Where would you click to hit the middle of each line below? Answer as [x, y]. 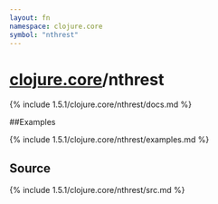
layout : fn [30, 18]
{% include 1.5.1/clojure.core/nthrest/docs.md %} [101, 104]
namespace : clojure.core [56, 26]
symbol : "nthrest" [44, 34]
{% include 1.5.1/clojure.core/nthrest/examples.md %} [109, 140]
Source [30, 168]
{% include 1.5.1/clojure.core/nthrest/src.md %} [97, 190]
